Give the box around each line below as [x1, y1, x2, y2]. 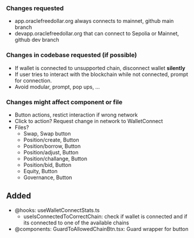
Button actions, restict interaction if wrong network [14, 111, 138, 118]
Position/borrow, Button [23, 143, 81, 150]
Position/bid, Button [23, 161, 72, 168]
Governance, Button [23, 174, 72, 181]
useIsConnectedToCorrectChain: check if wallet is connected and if [23, 213, 188, 220]
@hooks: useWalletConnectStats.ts [14, 206, 100, 213]
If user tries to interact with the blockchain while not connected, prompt [14, 71, 188, 78]
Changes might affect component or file [6, 98, 123, 106]
